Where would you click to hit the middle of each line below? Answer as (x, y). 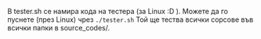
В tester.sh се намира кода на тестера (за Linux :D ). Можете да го (118, 11)
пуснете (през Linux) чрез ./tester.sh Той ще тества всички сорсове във (130, 19)
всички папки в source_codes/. (59, 28)
